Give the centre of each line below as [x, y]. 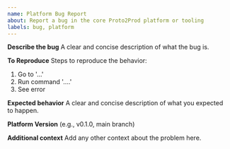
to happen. [23, 111]
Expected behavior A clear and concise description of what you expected [115, 103]
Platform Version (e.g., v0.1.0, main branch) [71, 124]
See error [31, 90]
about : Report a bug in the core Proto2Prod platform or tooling [105, 20]
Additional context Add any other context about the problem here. [104, 138]
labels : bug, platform [41, 27]
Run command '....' [45, 82]
